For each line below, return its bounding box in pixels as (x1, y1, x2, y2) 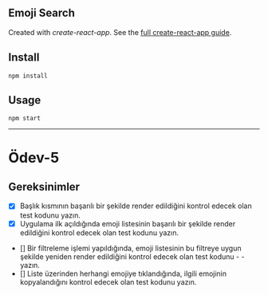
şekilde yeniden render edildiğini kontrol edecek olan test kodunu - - (19, 251, 245, 262)
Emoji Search (8, 6, 76, 20)
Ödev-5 (8, 148, 60, 167)
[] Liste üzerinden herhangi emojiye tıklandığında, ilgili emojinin (19, 269, 227, 278)
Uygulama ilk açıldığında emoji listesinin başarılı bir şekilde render (19, 218, 236, 228)
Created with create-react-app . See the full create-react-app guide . (8, 27, 232, 37)
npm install (8, 72, 48, 80)
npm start (8, 115, 41, 123)
